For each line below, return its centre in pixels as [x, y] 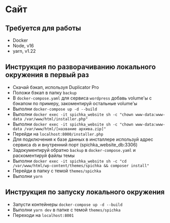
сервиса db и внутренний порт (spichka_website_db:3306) [75, 145]
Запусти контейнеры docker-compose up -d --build [67, 204]
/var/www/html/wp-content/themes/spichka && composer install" [81, 166]
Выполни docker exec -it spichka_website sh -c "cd [70, 161]
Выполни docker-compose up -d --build [55, 109]
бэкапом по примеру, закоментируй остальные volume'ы [75, 103]
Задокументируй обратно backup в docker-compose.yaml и [74, 150]
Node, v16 [23, 46]
